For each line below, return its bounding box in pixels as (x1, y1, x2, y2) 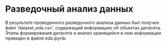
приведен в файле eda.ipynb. (5, 35, 67, 41)
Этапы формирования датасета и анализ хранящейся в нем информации (5, 30, 161, 36)
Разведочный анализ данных (5, 3, 134, 15)
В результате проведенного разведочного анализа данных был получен (5, 20, 160, 25)
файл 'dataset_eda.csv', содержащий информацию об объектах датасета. (5, 24, 162, 30)
